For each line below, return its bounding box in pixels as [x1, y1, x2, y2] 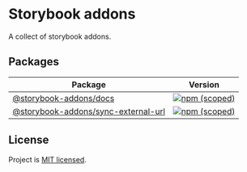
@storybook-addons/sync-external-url [12, 106, 166, 117]
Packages [8, 55, 59, 69]
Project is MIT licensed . [8, 154, 87, 164]
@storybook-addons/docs [12, 92, 115, 103]
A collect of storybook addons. [8, 31, 112, 41]
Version [189, 78, 220, 90]
